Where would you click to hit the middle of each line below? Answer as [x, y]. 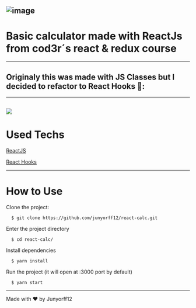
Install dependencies [31, 250]
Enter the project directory [38, 229]
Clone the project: [28, 207]
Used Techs [35, 134]
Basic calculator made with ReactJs [94, 36]
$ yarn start [27, 283]
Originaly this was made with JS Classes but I [90, 77]
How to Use [34, 191]
